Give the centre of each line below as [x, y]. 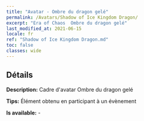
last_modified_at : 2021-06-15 [44, 28]
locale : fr [20, 34]
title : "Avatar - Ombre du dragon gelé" [58, 12]
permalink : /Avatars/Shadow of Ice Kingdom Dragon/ [72, 17]
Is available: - [23, 113]
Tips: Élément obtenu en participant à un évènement [71, 101]
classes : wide [24, 51]
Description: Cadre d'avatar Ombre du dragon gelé [70, 89]
